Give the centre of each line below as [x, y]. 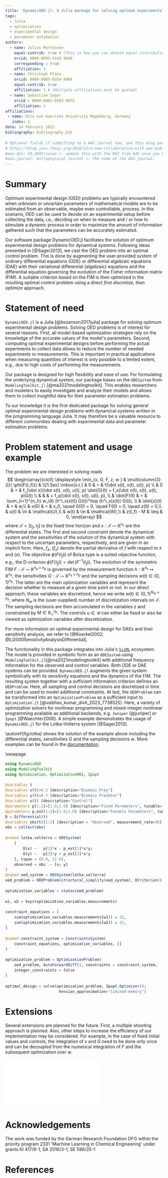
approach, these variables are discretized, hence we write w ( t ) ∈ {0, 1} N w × [82, 593]
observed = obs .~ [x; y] [41, 864]
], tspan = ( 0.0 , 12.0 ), [40, 859]
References [29, 1170]
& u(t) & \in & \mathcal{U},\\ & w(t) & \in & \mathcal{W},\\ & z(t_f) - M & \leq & [84, 511]
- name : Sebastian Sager [35, 95]
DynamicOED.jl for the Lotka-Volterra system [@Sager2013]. [67, 724]
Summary [26, 184]
